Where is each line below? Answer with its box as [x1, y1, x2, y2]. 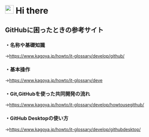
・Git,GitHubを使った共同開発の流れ [5, 91, 91, 98]
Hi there [15, 5, 49, 17]
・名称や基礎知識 [5, 41, 45, 48]
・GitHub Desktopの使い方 [5, 115, 69, 122]
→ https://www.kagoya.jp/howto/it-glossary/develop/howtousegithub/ [5, 102, 145, 108]
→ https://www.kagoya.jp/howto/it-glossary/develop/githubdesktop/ [5, 126, 141, 132]
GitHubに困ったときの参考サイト [5, 26, 104, 34]
